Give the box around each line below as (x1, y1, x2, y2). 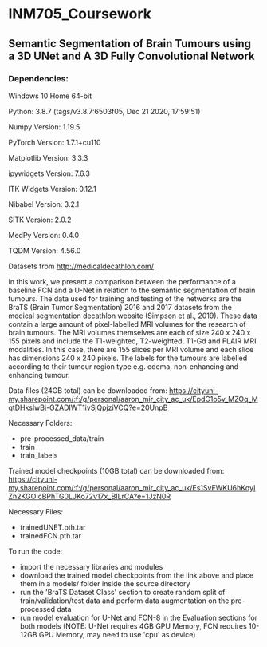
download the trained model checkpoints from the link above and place (19, 570, 254, 580)
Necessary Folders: (8, 418, 73, 427)
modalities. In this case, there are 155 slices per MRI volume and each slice (8, 344, 254, 354)
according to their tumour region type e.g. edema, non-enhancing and (8, 361, 239, 371)
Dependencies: (8, 73, 69, 84)
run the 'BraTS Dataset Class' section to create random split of (19, 587, 226, 597)
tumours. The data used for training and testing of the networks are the (8, 293, 242, 304)
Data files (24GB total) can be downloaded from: (8, 385, 167, 395)
